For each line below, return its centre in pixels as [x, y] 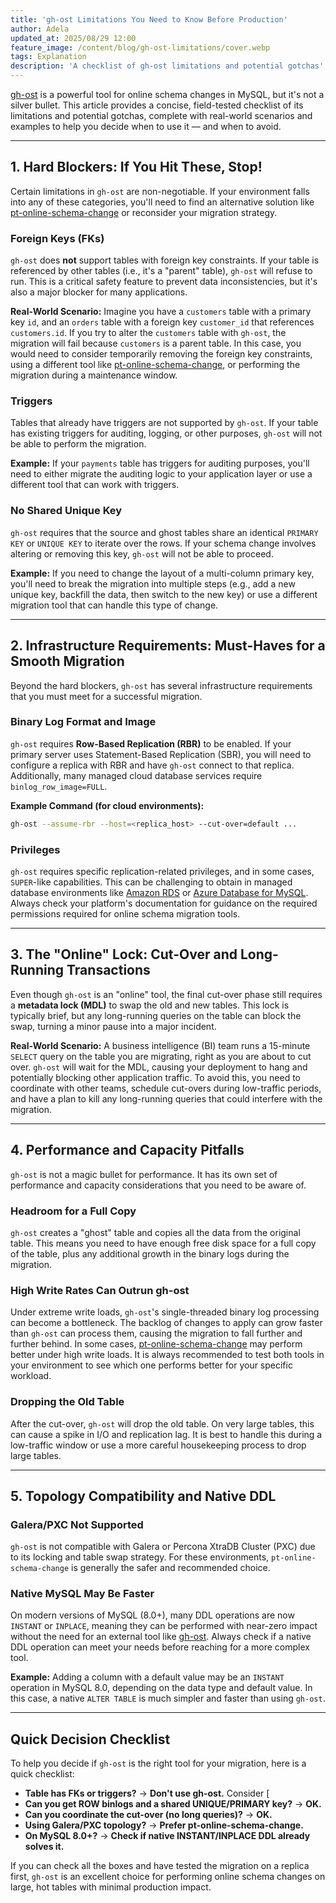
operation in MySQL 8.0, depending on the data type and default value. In [161, 1688]
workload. [31, 1376]
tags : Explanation [48, 57]
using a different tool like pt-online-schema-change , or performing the [155, 365]
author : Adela [40, 29]
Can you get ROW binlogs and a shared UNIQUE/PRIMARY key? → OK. [173, 1804]
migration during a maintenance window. [94, 375]
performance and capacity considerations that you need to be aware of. [158, 1185]
